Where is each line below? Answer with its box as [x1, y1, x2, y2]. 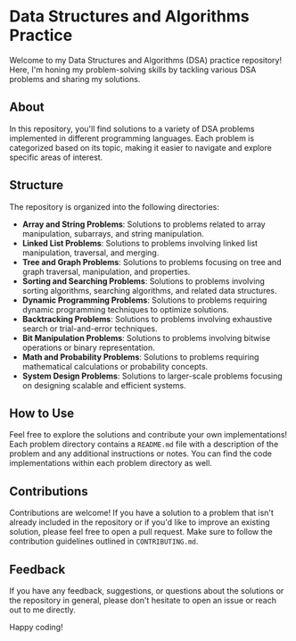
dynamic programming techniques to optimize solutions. [21, 304, 229, 314]
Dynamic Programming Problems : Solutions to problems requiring [21, 295, 267, 305]
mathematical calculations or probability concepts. [21, 361, 209, 371]
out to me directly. [9, 604, 76, 615]
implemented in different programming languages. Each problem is [9, 132, 255, 144]
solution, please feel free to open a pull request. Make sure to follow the [9, 527, 274, 537]
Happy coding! [9, 622, 64, 632]
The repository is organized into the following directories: [9, 201, 220, 212]
